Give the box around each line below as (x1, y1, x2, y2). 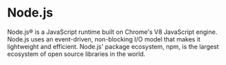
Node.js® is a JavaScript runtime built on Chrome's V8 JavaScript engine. (7, 28, 218, 36)
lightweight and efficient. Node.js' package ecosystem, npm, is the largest (7, 42, 220, 50)
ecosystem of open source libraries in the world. (7, 50, 146, 58)
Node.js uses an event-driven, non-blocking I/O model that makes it (7, 35, 201, 43)
